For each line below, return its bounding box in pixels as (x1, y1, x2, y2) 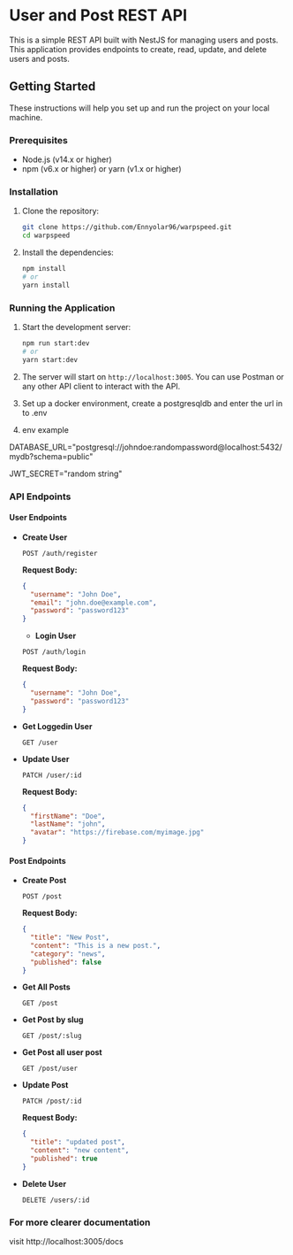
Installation (9, 185, 59, 197)
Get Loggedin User (21, 720, 93, 731)
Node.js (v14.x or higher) (21, 154, 112, 165)
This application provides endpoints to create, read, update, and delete (9, 43, 267, 54)
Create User (21, 532, 68, 543)
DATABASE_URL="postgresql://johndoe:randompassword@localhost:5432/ (9, 442, 282, 452)
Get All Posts (21, 982, 71, 992)
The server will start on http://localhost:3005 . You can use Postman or (21, 371, 284, 381)
